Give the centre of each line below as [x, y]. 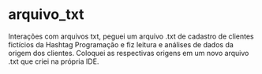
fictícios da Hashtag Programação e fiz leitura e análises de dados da [121, 44]
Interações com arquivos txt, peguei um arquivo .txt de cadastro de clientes [131, 36]
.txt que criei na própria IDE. [54, 61]
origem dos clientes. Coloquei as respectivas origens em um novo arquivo [129, 53]
